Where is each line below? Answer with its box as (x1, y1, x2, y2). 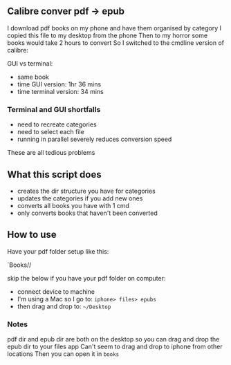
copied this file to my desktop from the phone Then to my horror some (7, 31, 208, 39)
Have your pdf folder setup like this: (7, 247, 109, 255)
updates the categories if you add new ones (17, 194, 143, 203)
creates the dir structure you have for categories (17, 187, 156, 195)
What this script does (7, 169, 102, 180)
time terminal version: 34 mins (17, 87, 104, 95)
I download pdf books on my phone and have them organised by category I (7, 24, 221, 32)
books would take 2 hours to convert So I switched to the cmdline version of (7, 38, 225, 47)
